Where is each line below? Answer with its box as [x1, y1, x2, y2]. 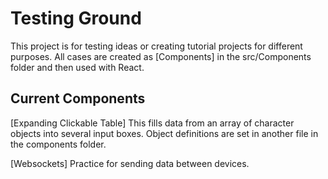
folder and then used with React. [10, 61, 145, 73]
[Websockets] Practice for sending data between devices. [10, 157, 250, 169]
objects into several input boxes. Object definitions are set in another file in [10, 127, 319, 139]
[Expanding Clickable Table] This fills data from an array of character [10, 117, 295, 129]
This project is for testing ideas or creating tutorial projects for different [10, 40, 303, 52]
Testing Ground [10, 7, 142, 30]
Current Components [10, 90, 146, 107]
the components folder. [10, 138, 107, 150]
